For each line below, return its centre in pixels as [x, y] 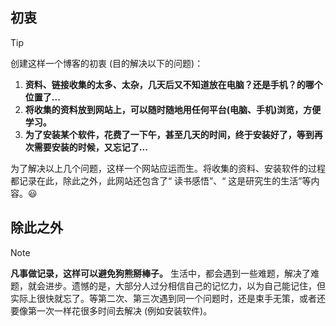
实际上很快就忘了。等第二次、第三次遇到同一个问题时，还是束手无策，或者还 [168, 298]
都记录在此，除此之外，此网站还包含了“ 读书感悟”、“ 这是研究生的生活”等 [161, 180]
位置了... [42, 97]
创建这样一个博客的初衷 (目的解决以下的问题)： [107, 63]
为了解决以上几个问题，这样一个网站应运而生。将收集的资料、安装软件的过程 [168, 168]
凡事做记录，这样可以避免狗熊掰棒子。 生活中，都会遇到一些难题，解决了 [160, 273]
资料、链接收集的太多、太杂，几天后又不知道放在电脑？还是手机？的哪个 [173, 84]
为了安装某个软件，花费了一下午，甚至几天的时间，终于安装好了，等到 [169, 134]
